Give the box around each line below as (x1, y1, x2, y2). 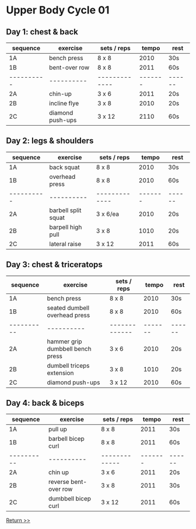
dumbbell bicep (48, 495, 92, 503)
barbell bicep (48, 435, 85, 443)
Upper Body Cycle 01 (6, 4, 110, 17)
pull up (48, 425, 67, 433)
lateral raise (49, 240, 82, 248)
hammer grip (47, 337, 83, 345)
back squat (49, 163, 80, 171)
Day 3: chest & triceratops (6, 260, 103, 269)
